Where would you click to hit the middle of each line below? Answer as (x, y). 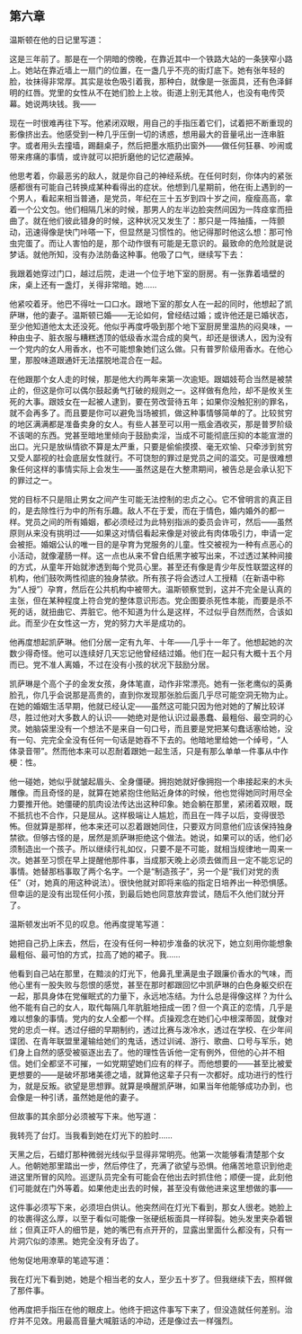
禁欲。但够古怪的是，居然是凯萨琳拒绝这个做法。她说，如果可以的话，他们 (147, 837)
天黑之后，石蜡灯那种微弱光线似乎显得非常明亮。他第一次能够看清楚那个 (143, 1154)
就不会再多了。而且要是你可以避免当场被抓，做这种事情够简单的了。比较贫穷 (151, 413)
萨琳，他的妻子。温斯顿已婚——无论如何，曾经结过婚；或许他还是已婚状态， (151, 315)
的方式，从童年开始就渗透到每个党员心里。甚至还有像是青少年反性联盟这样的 (151, 566)
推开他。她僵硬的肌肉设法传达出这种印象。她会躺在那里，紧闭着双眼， (155, 804)
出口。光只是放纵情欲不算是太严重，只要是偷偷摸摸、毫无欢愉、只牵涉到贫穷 (151, 446)
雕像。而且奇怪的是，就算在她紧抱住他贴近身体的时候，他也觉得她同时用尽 (147, 792)
